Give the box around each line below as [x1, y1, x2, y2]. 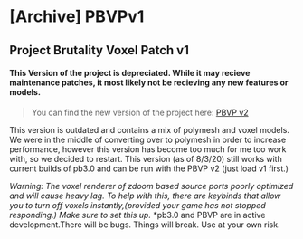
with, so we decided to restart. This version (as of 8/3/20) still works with [9, 153, 282, 164]
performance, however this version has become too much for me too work [9, 143, 287, 155]
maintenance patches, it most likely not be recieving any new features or [9, 77, 289, 88]
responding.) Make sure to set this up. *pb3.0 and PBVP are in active [9, 209, 266, 220]
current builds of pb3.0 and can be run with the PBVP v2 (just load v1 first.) [9, 163, 289, 174]
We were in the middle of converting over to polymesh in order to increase [9, 134, 287, 145]
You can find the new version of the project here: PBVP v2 [31, 107, 249, 118]
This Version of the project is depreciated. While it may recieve [9, 68, 251, 79]
